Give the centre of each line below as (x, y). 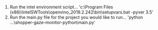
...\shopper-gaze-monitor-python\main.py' (52, 22)
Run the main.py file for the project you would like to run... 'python (76, 17)
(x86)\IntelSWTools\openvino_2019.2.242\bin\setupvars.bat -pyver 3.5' (81, 12)
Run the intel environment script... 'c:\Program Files (61, 7)
